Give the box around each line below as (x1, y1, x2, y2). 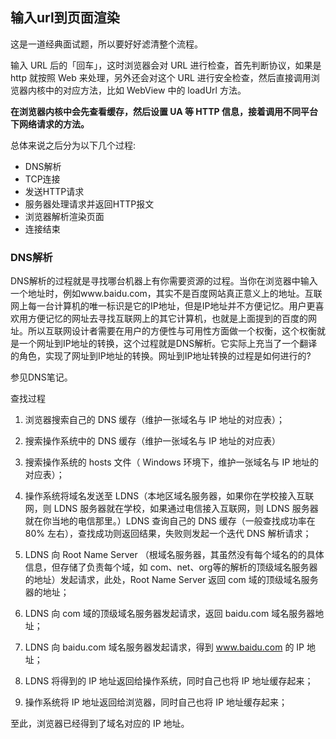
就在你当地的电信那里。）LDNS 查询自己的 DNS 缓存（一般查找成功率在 (24, 515, 316, 527)
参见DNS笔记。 (10, 371, 73, 383)
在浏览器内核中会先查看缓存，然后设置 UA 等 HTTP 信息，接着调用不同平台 (10, 105, 318, 117)
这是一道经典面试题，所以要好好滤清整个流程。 (10, 38, 203, 50)
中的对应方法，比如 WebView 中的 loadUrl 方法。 (44, 84, 247, 96)
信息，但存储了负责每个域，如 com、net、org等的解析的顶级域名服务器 (24, 561, 318, 573)
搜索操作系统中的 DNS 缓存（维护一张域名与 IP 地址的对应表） (24, 435, 281, 447)
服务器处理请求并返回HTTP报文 (24, 198, 155, 210)
